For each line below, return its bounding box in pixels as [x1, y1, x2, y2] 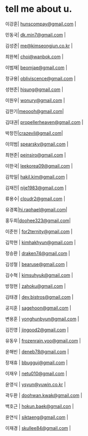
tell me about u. [5, 3, 72, 15]
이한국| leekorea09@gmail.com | [5, 162, 73, 169]
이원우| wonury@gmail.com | [5, 97, 65, 103]
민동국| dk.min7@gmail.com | [5, 31, 66, 38]
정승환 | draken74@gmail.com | [5, 250, 70, 256]
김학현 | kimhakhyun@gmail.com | [5, 239, 76, 245]
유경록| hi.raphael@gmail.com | [5, 206, 68, 212]
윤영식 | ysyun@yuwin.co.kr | [5, 381, 66, 387]
